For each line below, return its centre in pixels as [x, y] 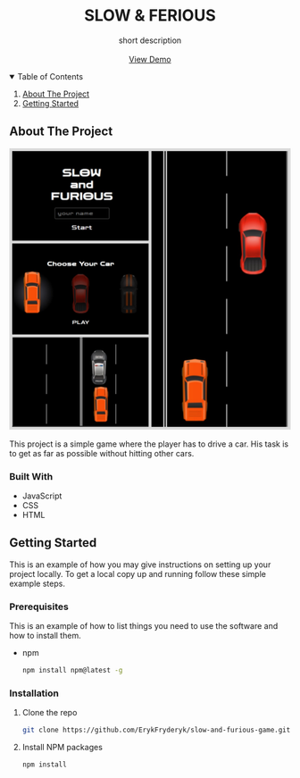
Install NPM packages [62, 748]
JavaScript [42, 496]
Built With [31, 476]
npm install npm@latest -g [72, 671]
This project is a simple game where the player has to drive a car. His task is [149, 444]
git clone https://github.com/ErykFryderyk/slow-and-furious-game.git [156, 730]
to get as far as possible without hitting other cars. [102, 453]
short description [150, 40]
